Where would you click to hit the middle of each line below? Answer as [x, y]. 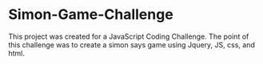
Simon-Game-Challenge [91, 15]
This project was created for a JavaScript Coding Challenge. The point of [129, 36]
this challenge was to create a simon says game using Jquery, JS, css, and [132, 44]
